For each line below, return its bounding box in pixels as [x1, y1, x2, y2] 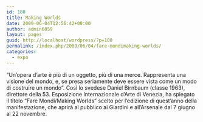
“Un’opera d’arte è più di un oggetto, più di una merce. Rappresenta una [6, 71, 187, 78]
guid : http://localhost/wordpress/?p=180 [6, 37, 113, 43]
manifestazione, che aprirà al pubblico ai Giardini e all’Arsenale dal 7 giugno [6, 103, 196, 110]
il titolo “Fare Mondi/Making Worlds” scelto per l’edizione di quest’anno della [6, 97, 198, 104]
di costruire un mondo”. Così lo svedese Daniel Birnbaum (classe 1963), [6, 84, 185, 91]
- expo [12, 54, 29, 60]
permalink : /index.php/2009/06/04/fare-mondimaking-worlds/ [6, 43, 162, 49]
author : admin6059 [6, 26, 53, 32]
